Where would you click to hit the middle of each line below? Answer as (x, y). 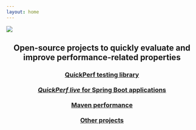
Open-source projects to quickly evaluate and (102, 48)
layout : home (23, 12)
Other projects (102, 120)
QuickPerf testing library (102, 75)
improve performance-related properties (102, 57)
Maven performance (102, 105)
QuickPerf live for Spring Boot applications (102, 90)
